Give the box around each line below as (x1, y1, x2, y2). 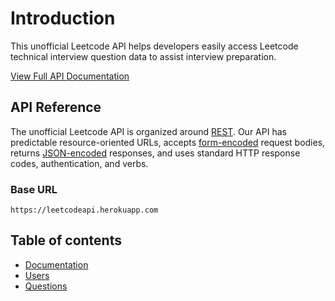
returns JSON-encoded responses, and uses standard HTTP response (10, 147, 301, 159)
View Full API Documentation (10, 70, 130, 82)
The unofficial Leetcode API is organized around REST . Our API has (10, 125, 287, 137)
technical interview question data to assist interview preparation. (10, 50, 277, 62)
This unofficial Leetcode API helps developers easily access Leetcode (10, 40, 299, 52)
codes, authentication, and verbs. (10, 157, 149, 169)
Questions (24, 280, 68, 292)
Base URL (10, 182, 58, 196)
